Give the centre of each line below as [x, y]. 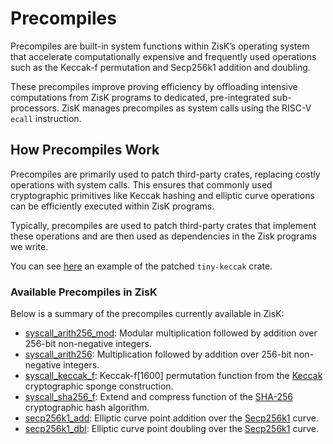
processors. [35, 108]
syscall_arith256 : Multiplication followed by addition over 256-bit [158, 354]
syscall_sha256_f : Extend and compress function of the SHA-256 [158, 397]
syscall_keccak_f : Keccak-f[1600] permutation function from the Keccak [173, 376]
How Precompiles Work [85, 150]
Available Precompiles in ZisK [84, 292]
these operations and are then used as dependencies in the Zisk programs [163, 236]
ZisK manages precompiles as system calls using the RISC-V [186, 108]
